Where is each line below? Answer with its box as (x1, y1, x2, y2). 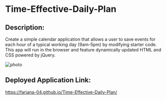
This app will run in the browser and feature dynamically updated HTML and (5, 47, 162, 52)
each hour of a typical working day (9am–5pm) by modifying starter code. (5, 42, 157, 48)
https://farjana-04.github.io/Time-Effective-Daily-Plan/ (5, 89, 118, 95)
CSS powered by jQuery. (5, 52, 56, 58)
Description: (5, 23, 45, 32)
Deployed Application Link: (5, 76, 91, 85)
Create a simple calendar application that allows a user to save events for (5, 36, 156, 42)
